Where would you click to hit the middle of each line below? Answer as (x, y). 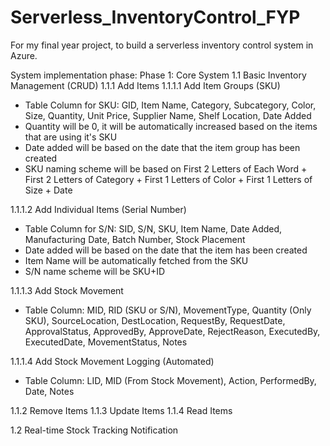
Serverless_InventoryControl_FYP (155, 17)
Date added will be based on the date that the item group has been (162, 147)
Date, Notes (49, 391)
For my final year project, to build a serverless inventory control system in (162, 45)
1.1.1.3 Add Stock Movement (67, 290)
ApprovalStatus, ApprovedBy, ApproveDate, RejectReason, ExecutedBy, (172, 331)
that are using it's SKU (71, 137)
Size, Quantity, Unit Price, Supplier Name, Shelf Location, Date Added (168, 115)
